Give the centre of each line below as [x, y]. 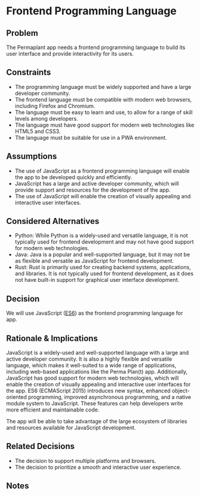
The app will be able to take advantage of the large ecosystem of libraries [97, 422]
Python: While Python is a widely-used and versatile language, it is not [101, 236]
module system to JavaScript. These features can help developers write [95, 404]
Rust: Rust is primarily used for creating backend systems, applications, [103, 268]
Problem [22, 33]
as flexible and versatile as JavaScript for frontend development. [94, 261]
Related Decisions [41, 446]
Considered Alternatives [53, 221]
